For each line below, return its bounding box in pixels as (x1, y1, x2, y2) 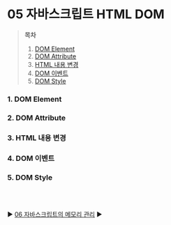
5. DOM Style (7, 172, 53, 182)
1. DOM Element (7, 94, 62, 104)
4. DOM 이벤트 (7, 153, 55, 163)
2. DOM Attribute (7, 113, 66, 123)
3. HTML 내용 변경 (7, 133, 66, 143)
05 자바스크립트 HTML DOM (7, 6, 165, 22)
